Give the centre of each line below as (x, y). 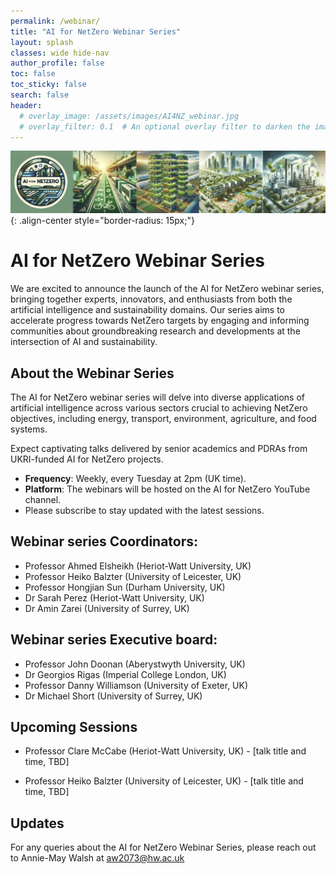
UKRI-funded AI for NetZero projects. (87, 459)
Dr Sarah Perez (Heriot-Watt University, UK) (114, 597)
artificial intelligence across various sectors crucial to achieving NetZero (159, 408)
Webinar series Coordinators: (104, 541)
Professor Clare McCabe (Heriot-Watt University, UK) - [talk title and (165, 751)
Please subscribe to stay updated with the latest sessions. (144, 511)
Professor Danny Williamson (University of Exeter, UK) (136, 685)
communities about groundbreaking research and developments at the (155, 331)
